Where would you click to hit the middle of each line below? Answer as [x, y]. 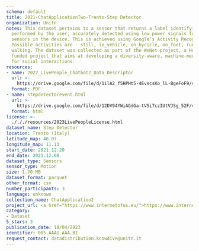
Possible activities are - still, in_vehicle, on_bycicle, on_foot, [98, 45]
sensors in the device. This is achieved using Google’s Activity [95, 39]
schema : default [26, 12]
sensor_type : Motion [32, 167]
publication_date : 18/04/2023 [44, 227]
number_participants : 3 [36, 189]
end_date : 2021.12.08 [33, 155]
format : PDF [26, 89]
